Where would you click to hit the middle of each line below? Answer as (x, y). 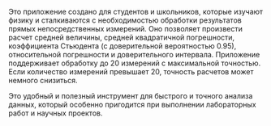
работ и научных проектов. (56, 113)
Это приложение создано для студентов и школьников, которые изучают (136, 12)
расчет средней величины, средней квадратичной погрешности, (122, 37)
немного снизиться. (43, 80)
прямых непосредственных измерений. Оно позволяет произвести (126, 29)
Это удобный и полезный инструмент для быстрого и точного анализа (131, 96)
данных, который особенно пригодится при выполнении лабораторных (133, 105)
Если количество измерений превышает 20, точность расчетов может (131, 71)
